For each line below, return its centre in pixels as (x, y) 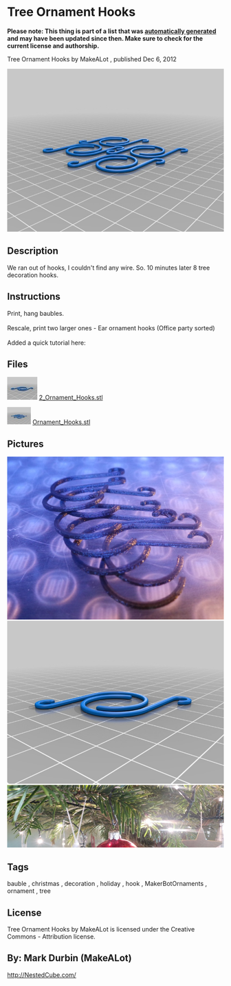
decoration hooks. (33, 275)
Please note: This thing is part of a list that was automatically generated (112, 31)
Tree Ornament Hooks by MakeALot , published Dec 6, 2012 (92, 59)
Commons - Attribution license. (52, 936)
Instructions (34, 297)
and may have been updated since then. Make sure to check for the (105, 38)
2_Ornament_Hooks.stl (71, 398)
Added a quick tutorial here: (46, 343)
